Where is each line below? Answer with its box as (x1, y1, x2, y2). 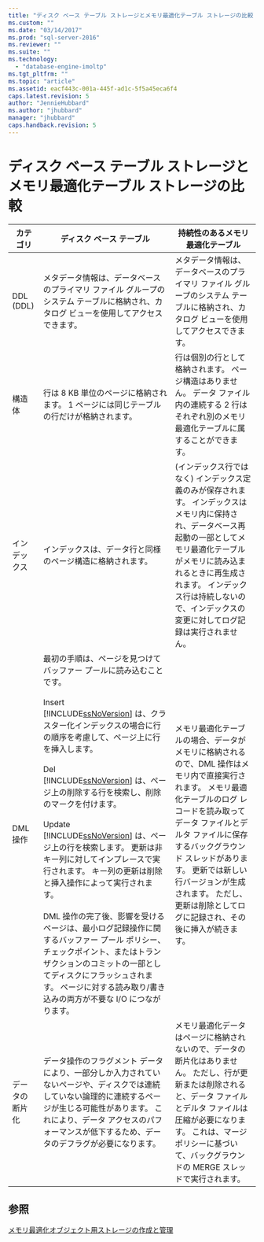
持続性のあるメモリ (178, 227, 249, 238)
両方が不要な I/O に (66, 993, 137, 1004)
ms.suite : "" (8, 48, 51, 56)
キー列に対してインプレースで (42, 853, 153, 864)
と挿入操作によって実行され (42, 877, 145, 888)
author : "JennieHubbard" (8, 99, 90, 107)
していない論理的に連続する (42, 1091, 145, 1102)
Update (42, 819, 71, 830)
